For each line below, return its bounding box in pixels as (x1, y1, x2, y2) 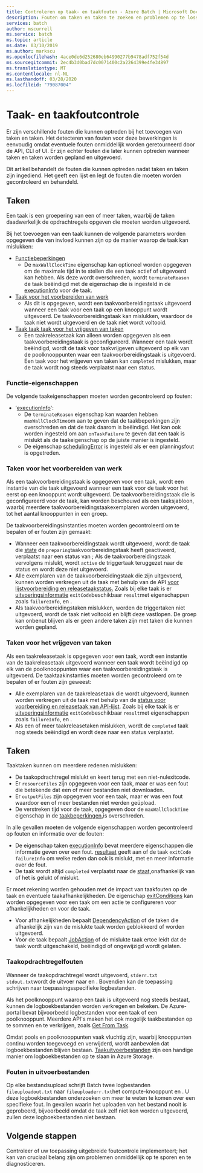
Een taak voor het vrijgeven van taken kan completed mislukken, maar (24, 357, 197, 365)
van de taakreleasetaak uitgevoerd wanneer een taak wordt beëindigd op (6, 658, 188, 666)
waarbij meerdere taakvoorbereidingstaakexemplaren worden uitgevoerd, (6, 504, 189, 511)
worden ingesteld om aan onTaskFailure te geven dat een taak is (24, 430, 185, 437)
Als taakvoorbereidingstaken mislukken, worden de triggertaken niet (14, 604, 185, 611)
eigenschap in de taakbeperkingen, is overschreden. (14, 812, 145, 819)
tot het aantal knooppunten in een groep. (6, 510, 108, 518)
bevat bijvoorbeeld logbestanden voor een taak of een (22, 1009, 158, 1016)
